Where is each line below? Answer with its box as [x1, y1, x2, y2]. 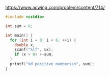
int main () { [5, 33, 33, 38]
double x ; [14, 42, 36, 48]
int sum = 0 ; [5, 23, 33, 29]
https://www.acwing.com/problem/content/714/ [5, 5, 105, 10]
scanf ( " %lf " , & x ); [14, 47, 53, 52]
